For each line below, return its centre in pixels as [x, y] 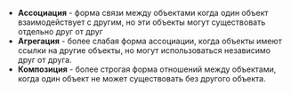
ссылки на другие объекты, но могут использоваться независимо [144, 50]
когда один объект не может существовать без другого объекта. [141, 78]
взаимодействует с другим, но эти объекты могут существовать [141, 22]
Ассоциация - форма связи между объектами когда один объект [143, 13]
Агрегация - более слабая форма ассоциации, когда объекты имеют [150, 41]
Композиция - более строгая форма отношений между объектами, [147, 69]
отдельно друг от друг [60, 31]
